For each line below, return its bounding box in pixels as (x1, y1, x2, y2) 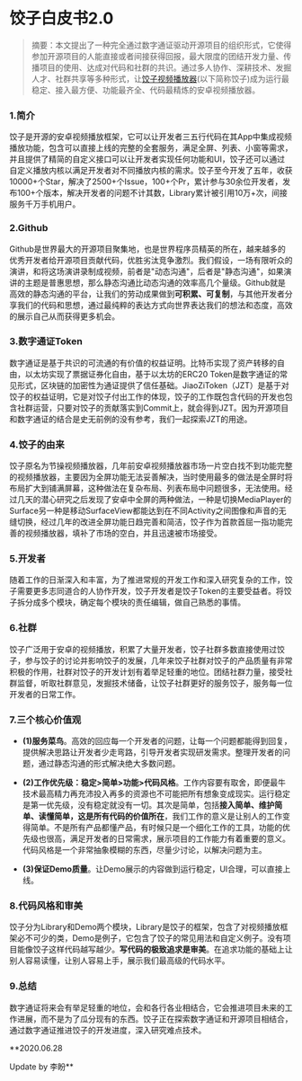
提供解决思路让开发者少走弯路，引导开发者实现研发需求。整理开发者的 (22, 747, 283, 758)
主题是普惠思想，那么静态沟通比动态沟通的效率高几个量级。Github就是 (24, 277, 286, 288)
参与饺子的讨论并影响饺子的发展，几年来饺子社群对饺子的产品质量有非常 (24, 655, 293, 666)
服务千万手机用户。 (9, 199, 81, 209)
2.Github (9, 222, 49, 235)
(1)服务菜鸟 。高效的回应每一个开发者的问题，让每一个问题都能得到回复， (22, 736, 292, 747)
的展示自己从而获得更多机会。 (9, 311, 120, 322)
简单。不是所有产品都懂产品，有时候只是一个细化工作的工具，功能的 (30, 822, 283, 833)
